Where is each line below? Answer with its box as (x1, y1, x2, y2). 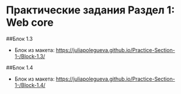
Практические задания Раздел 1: (6, 4, 175, 17)
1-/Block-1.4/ (14, 81, 46, 88)
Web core (6, 16, 54, 29)
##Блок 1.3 (6, 35, 33, 42)
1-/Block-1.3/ (14, 53, 46, 60)
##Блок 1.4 (6, 64, 33, 71)
